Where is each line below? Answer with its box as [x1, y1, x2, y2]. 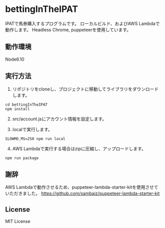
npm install [5, 106, 30, 111]
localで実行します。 [12, 126, 53, 132]
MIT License [5, 219, 31, 225]
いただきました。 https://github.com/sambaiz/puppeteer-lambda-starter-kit [5, 190, 160, 197]
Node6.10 [5, 56, 25, 62]
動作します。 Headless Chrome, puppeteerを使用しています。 [5, 26, 131, 33]
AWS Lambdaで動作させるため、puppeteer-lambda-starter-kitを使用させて [5, 184, 159, 190]
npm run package [5, 155, 39, 160]
